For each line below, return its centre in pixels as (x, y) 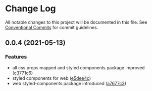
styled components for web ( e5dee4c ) (51, 78)
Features (16, 57)
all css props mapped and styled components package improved (78, 67)
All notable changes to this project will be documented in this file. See (76, 22)
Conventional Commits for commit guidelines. (51, 27)
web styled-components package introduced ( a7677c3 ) (69, 83)
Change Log (30, 9)
